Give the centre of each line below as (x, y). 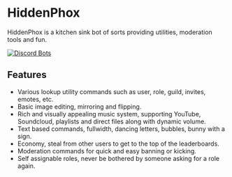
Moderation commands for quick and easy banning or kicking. (107, 151)
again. (26, 166)
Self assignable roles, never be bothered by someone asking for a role (118, 158)
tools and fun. (27, 39)
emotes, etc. (35, 99)
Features (27, 75)
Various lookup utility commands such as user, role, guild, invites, (111, 91)
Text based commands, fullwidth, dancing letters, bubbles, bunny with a (121, 129)
